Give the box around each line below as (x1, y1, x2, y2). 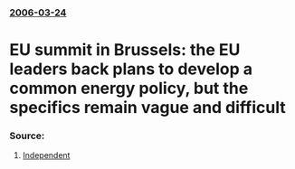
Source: (9, 129, 45, 142)
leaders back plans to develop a (9, 59, 253, 80)
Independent (22, 150, 71, 161)
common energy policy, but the (9, 79, 249, 99)
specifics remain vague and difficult (9, 98, 287, 118)
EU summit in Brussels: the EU (9, 40, 241, 61)
